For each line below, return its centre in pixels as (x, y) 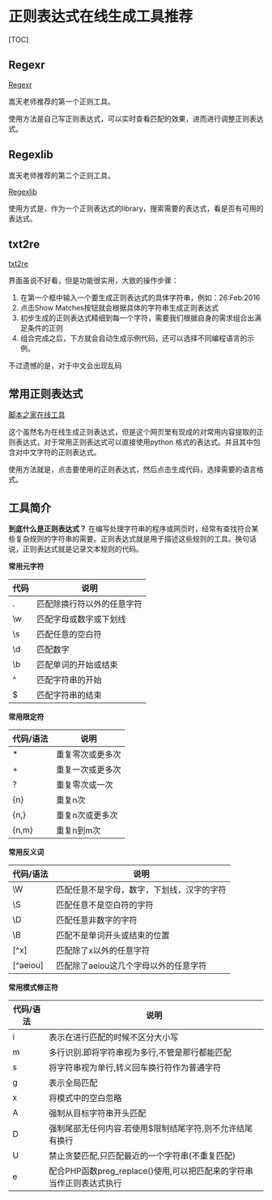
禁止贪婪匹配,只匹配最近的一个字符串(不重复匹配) (142, 1156)
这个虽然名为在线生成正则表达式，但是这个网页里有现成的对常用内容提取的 (132, 432)
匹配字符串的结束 (70, 695)
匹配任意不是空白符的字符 (105, 905)
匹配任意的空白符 (70, 634)
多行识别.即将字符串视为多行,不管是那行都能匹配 (140, 1052)
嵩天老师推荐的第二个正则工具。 (62, 175)
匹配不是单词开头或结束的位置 (113, 935)
